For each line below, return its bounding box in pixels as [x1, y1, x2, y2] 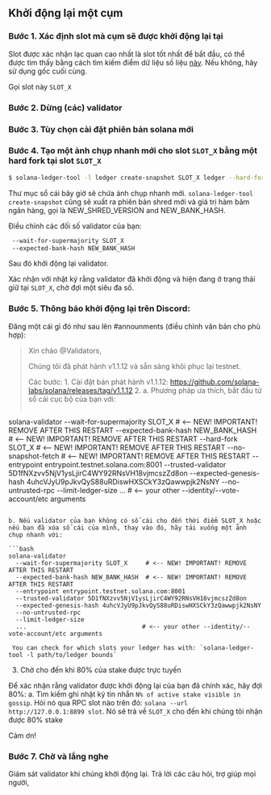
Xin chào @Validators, [27, 345, 102, 355]
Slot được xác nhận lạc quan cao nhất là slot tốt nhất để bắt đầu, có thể [8, 48, 245, 59]
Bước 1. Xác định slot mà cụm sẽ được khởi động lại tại [8, 31, 223, 42]
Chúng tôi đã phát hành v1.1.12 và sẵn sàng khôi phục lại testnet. [27, 361, 241, 370]
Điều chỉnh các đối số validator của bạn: [8, 221, 143, 231]
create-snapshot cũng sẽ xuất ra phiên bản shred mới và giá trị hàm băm [8, 197, 250, 207]
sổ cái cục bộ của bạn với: [27, 394, 116, 404]
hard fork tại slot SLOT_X [8, 155, 102, 166]
